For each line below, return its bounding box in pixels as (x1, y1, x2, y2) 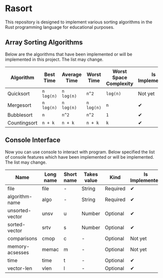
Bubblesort (7, 111, 33, 118)
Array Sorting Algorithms (5, 38, 83, 47)
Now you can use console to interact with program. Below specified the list (5, 149, 155, 155)
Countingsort (7, 119, 38, 126)
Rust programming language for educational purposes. (5, 24, 115, 30)
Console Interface (5, 136, 61, 144)
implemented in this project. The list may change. (5, 56, 103, 62)
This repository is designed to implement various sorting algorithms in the (5, 19, 153, 25)
